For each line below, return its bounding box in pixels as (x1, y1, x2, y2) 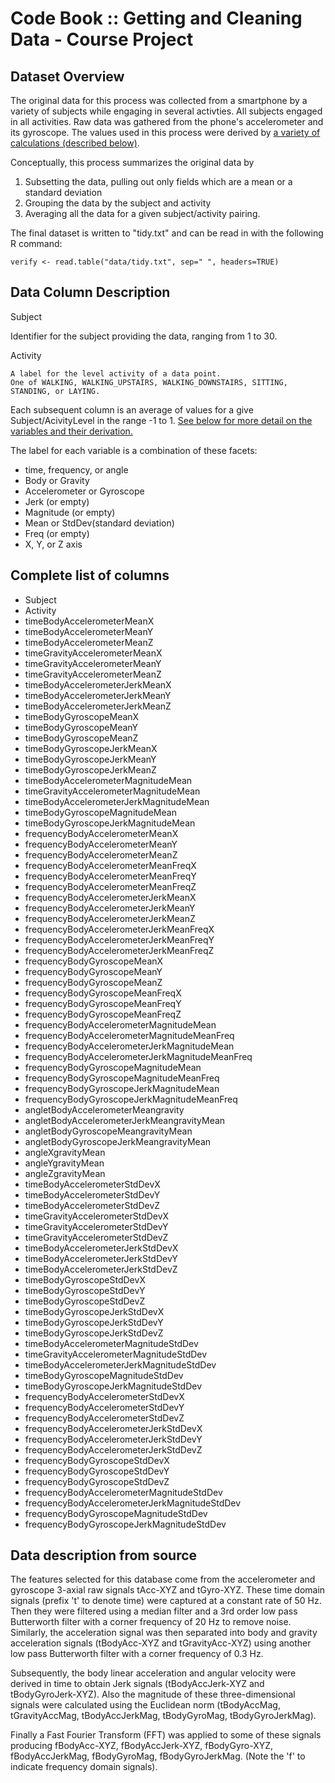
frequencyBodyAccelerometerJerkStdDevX (24, 1422, 203, 1434)
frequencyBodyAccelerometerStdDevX (24, 1390, 185, 1402)
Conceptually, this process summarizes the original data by (10, 157, 255, 168)
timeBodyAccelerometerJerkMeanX (24, 678, 172, 691)
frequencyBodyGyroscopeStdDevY (24, 1465, 170, 1477)
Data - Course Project (10, 28, 194, 51)
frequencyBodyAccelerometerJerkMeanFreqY (24, 933, 215, 946)
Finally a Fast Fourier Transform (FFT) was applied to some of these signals (10, 1729, 322, 1741)
